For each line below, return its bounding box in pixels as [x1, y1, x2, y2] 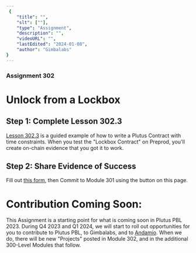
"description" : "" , [16, 30, 64, 36]
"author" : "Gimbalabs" [16, 47, 72, 53]
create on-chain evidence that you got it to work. [6, 144, 124, 151]
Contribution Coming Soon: [6, 197, 142, 211]
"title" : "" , [16, 14, 49, 20]
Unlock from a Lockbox [6, 93, 121, 106]
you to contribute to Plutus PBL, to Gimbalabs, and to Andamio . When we [6, 229, 183, 236]
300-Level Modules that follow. [6, 241, 81, 249]
